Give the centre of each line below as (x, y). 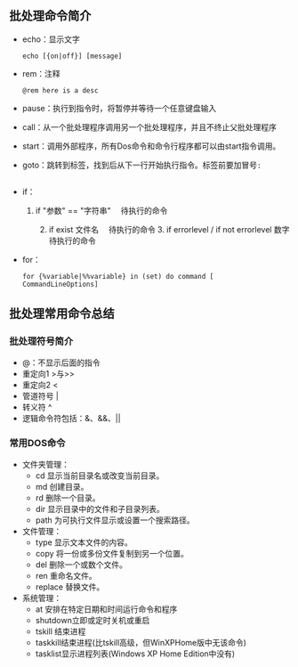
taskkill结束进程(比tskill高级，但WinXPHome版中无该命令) (141, 642)
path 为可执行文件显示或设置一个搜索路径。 (115, 520)
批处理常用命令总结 (62, 314)
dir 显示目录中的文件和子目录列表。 (100, 508)
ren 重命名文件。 (66, 575)
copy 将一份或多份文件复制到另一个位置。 (112, 553)
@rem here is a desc (60, 90)
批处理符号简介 (41, 341)
